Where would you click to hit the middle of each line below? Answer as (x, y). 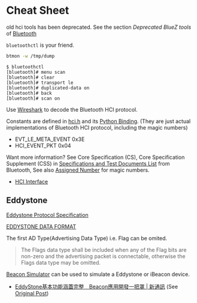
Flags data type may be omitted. (60, 262)
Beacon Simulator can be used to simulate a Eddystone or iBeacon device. (98, 274)
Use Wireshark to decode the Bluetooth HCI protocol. (72, 109)
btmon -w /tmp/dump (31, 56)
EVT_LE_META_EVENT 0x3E (50, 139)
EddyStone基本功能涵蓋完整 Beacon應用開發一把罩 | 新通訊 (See (96, 286)
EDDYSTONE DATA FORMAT (41, 226)
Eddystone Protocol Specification (47, 215)
